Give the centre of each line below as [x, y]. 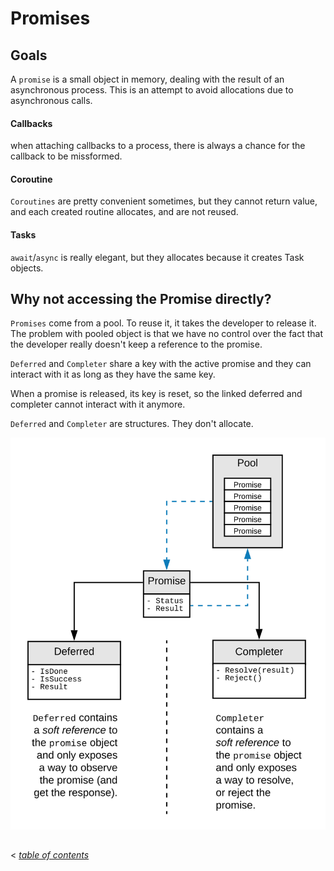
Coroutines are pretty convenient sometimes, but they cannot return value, [164, 201]
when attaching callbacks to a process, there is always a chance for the [158, 146]
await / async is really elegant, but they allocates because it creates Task [157, 257]
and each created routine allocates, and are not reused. [124, 212]
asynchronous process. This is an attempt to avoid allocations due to [152, 90]
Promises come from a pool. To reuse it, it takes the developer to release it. [163, 323]
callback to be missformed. [66, 156]
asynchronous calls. [51, 100]
